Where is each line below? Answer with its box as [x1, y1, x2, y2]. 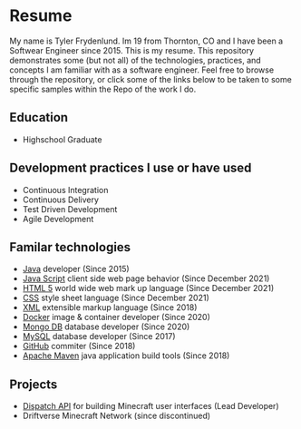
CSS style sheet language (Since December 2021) [22, 292, 210, 304]
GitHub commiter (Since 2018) [22, 341, 136, 352]
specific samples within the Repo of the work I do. [9, 83, 197, 94]
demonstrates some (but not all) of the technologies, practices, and [9, 54, 261, 65]
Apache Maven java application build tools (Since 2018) [22, 350, 230, 361]
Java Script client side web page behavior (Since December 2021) [22, 273, 270, 284]
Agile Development [22, 213, 94, 224]
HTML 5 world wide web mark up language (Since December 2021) [22, 283, 275, 294]
